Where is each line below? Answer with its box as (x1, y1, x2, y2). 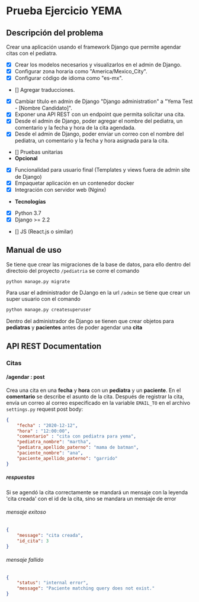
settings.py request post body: (6, 405, 84, 413)
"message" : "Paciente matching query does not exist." (17, 585, 155, 591)
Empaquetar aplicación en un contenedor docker (14, 179, 134, 186)
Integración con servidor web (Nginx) (14, 186, 107, 193)
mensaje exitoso (6, 508, 46, 516)
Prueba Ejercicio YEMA (6, 4, 123, 18)
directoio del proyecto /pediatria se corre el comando (6, 267, 140, 274)
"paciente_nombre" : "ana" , (17, 450, 84, 456)
